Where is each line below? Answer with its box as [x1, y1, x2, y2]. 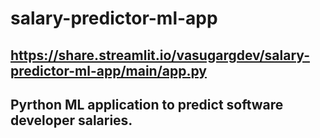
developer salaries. [10, 112, 133, 129]
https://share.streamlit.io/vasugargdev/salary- [10, 47, 310, 64]
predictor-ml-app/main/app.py [10, 62, 207, 79]
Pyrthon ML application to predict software [10, 96, 284, 113]
